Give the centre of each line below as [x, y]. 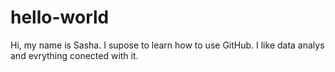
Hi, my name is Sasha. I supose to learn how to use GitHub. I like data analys [167, 45]
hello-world [60, 17]
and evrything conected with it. [74, 55]
